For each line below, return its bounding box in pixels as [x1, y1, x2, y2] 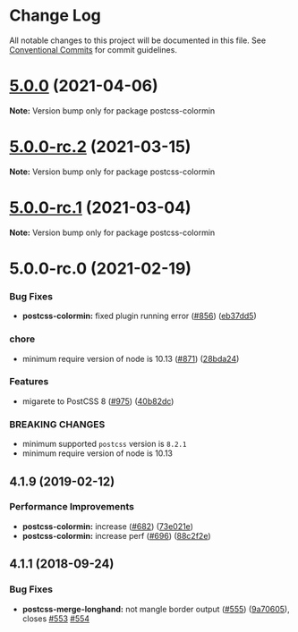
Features [9, 375, 49, 388]
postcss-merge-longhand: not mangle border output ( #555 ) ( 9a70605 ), [21, 603, 290, 614]
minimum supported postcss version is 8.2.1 [21, 439, 187, 450]
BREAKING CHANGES [9, 417, 106, 430]
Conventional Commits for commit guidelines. [9, 44, 177, 55]
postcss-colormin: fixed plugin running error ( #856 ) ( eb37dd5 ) [21, 310, 257, 322]
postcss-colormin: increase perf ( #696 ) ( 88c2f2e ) [21, 530, 211, 541]
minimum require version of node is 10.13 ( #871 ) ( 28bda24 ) [21, 353, 240, 364]
